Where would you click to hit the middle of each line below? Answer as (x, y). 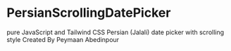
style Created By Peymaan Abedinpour (63, 39)
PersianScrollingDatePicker (89, 13)
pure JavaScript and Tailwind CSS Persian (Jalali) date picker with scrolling (115, 32)
